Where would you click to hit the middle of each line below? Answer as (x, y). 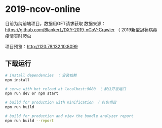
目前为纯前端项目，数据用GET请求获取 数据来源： (56, 23)
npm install (17, 80)
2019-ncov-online (43, 9)
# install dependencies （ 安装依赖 (41, 75)
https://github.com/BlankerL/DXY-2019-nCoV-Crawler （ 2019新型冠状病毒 (81, 30)
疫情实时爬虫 (18, 36)
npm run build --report (30, 121)
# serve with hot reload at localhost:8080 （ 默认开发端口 (66, 89)
